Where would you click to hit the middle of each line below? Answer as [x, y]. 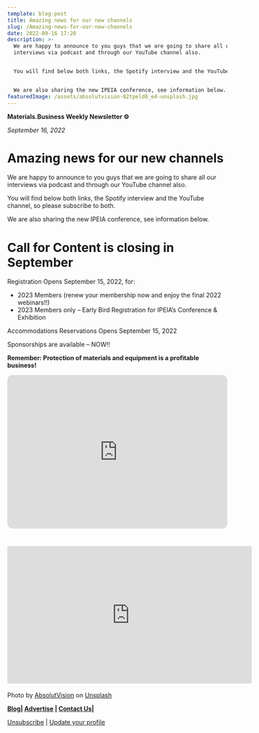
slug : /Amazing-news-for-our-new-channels [70, 27]
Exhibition [32, 318]
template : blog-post [37, 14]
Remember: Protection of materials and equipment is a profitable [103, 358]
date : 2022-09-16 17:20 [42, 33]
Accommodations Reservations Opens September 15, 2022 [92, 331]
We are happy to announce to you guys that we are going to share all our [112, 177]
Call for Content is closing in [91, 247]
